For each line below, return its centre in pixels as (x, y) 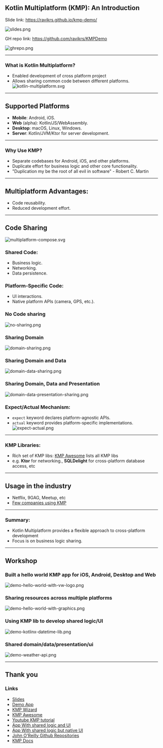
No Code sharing (25, 314)
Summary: (18, 520)
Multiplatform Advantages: (47, 191)
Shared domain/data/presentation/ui (49, 644)
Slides (18, 699)
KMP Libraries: (23, 445)
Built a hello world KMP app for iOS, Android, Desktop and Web (81, 575)
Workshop (21, 561)
